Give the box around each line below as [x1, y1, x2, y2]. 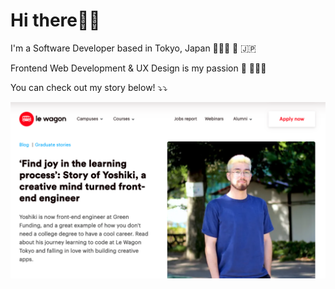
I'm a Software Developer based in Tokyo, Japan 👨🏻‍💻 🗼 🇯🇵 [10, 42, 257, 54]
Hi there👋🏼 [10, 9, 101, 32]
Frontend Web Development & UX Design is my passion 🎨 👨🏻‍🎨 [10, 62, 267, 74]
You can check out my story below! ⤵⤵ [10, 81, 168, 93]
